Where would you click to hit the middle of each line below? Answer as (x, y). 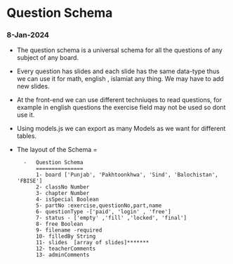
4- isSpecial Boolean (67, 200)
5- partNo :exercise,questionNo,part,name (99, 206)
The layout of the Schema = (57, 150)
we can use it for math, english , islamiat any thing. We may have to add (120, 79)
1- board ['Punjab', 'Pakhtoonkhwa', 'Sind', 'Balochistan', (127, 175)
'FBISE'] (29, 181)
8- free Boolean (59, 224)
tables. (26, 136)
